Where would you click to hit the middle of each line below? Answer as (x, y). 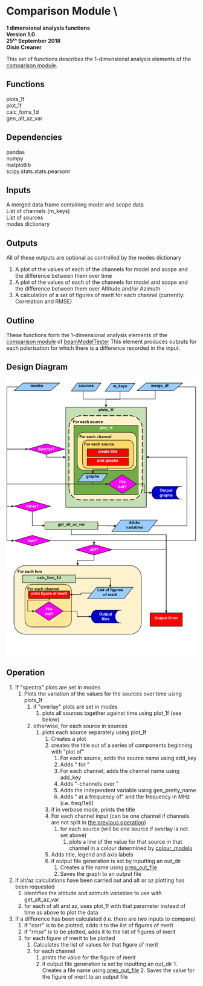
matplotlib (19, 165)
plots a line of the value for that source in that (126, 841)
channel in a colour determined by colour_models (131, 848)
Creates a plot (69, 738)
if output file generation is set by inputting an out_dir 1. (110, 964)
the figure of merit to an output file (85, 976)
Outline (20, 320)
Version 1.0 (21, 34)
